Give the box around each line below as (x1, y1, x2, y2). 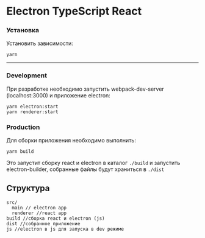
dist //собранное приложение (6, 220, 81, 226)
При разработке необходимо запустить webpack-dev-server (6, 85, 165, 93)
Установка (6, 26, 40, 35)
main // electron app (12, 205, 67, 211)
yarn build (6, 149, 34, 155)
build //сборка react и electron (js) (6, 215, 105, 222)
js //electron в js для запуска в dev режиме (6, 226, 124, 232)
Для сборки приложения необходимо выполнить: (6, 137, 136, 144)
